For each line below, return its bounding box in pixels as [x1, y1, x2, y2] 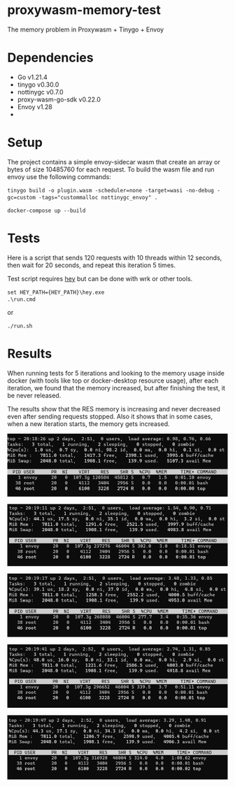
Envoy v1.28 [17, 102, 52, 111]
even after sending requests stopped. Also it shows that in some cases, [7, 412, 213, 420]
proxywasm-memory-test [7, 2, 161, 18]
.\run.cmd [7, 296, 36, 303]
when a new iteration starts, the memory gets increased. [7, 419, 170, 428]
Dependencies [7, 50, 94, 66]
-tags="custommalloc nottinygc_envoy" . [38, 194, 158, 201]
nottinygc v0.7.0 [17, 87, 64, 96]
